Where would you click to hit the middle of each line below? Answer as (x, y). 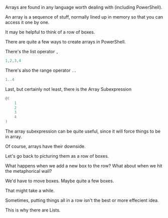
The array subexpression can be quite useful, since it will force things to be (83, 131)
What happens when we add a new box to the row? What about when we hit (84, 166)
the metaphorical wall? (29, 171)
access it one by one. (27, 22)
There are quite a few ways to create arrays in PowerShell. (66, 42)
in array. (14, 137)
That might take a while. (30, 191)
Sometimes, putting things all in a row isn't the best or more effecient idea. (82, 200)
